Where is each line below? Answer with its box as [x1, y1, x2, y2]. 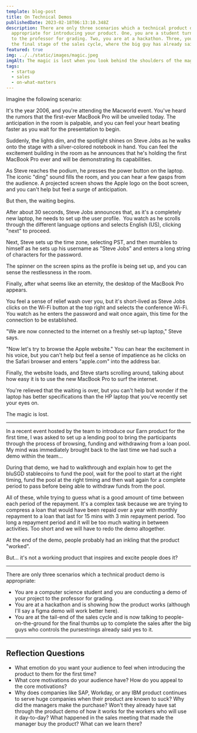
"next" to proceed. [6, 227, 51, 234]
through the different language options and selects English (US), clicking [6, 221, 182, 228]
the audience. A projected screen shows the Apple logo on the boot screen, [6, 180, 189, 187]
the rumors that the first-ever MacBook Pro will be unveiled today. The [6, 113, 176, 120]
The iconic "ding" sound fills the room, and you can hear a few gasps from [6, 174, 186, 180]
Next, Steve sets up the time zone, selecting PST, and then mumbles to [6, 239, 178, 245]
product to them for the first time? [14, 670, 97, 677]
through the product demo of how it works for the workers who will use [14, 708, 187, 715]
